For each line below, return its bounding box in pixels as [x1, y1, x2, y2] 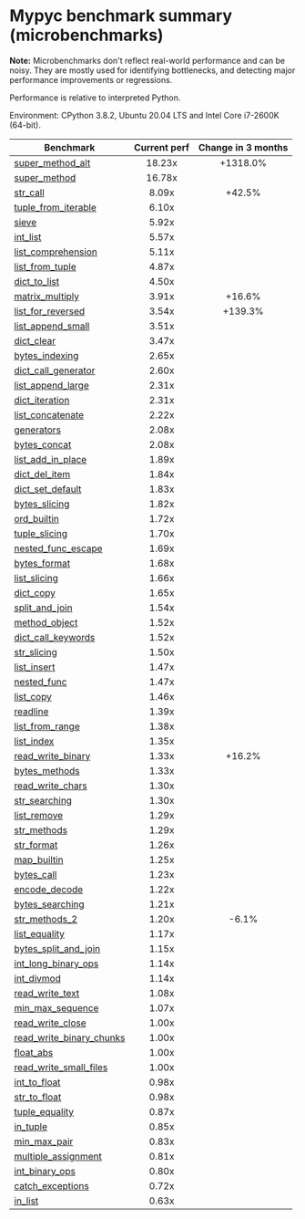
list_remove [14, 808, 64, 821]
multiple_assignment [14, 1150, 103, 1162]
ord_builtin [14, 512, 59, 525]
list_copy [14, 690, 52, 703]
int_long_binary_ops [14, 957, 99, 970]
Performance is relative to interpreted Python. [9, 92, 181, 103]
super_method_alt [14, 156, 91, 169]
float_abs [14, 1046, 54, 1058]
